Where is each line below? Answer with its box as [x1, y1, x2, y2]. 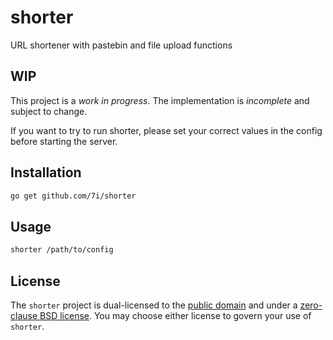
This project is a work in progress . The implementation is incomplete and [10, 94, 310, 106]
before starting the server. [10, 135, 118, 147]
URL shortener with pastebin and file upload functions [10, 39, 233, 51]
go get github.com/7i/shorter [10, 191, 137, 201]
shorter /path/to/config [10, 245, 114, 255]
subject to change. [10, 105, 88, 117]
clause [10, 309, 38, 321]
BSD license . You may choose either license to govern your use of [39, 309, 312, 321]
